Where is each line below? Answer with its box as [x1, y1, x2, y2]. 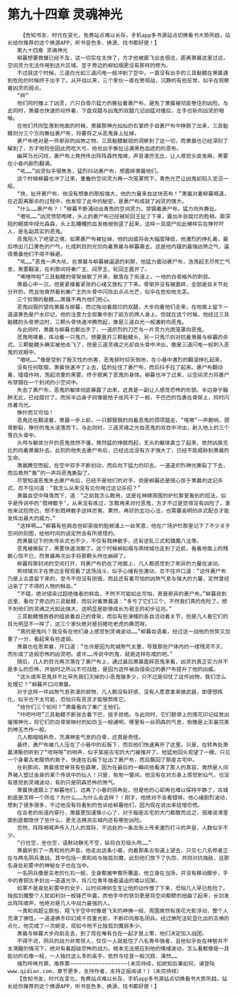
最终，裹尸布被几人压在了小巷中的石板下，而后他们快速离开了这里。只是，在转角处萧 [16, 741, 229, 748]
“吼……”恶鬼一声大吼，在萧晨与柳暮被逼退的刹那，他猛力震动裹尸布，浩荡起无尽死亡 [16, 258, 226, 265]
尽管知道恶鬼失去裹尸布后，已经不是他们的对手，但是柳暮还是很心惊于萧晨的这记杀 [16, 477, 224, 484]
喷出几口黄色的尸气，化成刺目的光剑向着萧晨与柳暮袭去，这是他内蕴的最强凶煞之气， [12, 243, 225, 250]
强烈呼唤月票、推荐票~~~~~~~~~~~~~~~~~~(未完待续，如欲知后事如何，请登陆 [16, 960, 215, 967]
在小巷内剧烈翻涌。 [7, 160, 55, 167]
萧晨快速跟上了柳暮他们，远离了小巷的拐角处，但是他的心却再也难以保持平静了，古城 [16, 786, 229, 794]
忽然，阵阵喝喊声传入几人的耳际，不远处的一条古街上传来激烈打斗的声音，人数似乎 [16, 824, 224, 831]
